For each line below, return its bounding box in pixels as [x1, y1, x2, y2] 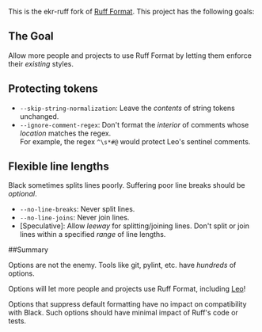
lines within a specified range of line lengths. [19, 230, 166, 239]
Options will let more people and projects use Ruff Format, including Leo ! [8, 284, 246, 294]
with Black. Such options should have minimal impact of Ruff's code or [8, 308, 239, 318]
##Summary [8, 245, 49, 254]
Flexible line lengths [8, 160, 109, 174]
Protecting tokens [8, 82, 98, 96]
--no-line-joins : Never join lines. [19, 213, 130, 223]
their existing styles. [8, 59, 74, 68]
